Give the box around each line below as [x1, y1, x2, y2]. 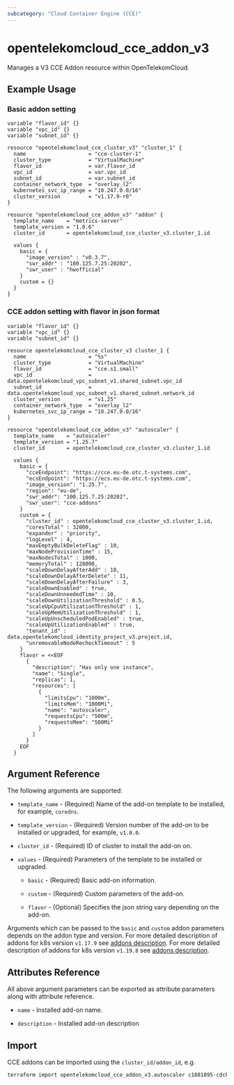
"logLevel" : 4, [25, 536, 73, 543]
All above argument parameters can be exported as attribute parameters [7, 985, 215, 993]
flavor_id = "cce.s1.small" [13, 365, 139, 373]
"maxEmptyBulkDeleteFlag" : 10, [25, 542, 120, 549]
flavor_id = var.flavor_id [13, 163, 136, 170]
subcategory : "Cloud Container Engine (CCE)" [7, 10, 141, 17]
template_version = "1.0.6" [13, 224, 95, 231]
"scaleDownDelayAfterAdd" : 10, [25, 566, 120, 573]
